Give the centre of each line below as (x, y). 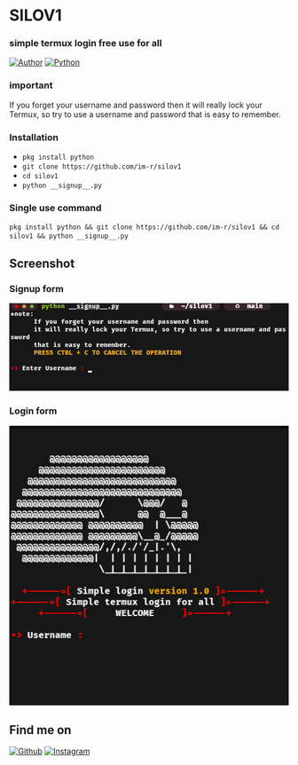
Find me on (40, 730)
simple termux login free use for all (86, 43)
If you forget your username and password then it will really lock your (136, 105)
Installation (34, 137)
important (31, 85)
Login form (33, 411)
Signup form (36, 288)
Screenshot (42, 263)
